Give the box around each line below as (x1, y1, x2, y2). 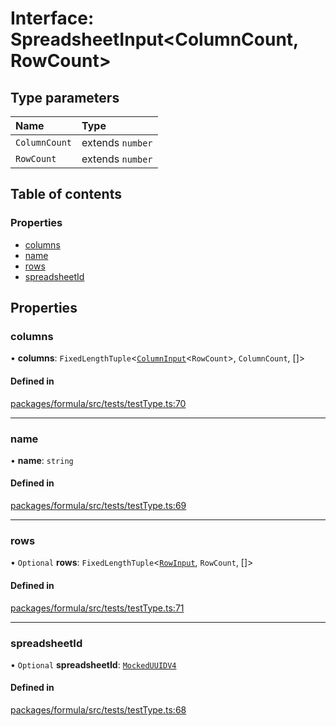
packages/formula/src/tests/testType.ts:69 (10, 500, 187, 512)
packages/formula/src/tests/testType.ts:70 (10, 397, 187, 409)
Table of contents (10, 186, 122, 203)
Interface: (10, 7, 95, 30)
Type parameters (10, 89, 120, 106)
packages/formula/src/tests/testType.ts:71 (10, 602, 185, 614)
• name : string (10, 454, 74, 466)
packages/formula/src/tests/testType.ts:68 (10, 704, 187, 716)
